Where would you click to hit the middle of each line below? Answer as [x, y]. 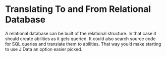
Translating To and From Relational [78, 9]
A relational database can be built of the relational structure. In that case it [81, 33]
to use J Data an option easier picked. [44, 49]
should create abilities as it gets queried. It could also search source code [81, 39]
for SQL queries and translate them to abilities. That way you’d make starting [83, 44]
